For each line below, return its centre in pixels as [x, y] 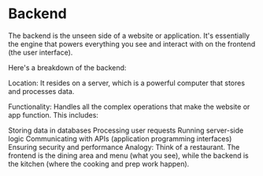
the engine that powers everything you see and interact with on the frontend [132, 43]
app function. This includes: [53, 114]
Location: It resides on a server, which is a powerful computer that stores [127, 83]
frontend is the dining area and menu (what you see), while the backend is [129, 155]
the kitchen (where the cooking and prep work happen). [99, 163]
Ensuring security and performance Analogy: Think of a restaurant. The [124, 147]
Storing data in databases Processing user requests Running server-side [126, 130]
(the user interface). [41, 52]
